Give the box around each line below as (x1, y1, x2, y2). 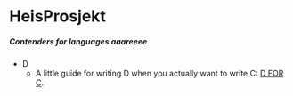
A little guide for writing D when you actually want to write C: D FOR (35, 68, 284, 79)
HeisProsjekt (9, 6, 107, 27)
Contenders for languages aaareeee (9, 36, 148, 46)
